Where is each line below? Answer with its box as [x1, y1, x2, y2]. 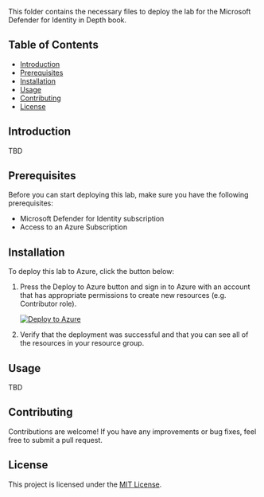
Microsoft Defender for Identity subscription [19, 214, 165, 224]
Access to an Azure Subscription [19, 222, 128, 232]
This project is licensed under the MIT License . [8, 479, 162, 489]
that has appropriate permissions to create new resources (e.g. [19, 291, 227, 300]
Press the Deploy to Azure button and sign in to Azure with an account [19, 282, 250, 292]
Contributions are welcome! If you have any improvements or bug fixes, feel [8, 426, 257, 436]
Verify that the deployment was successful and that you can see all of [19, 330, 249, 339]
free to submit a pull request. [8, 435, 103, 444]
